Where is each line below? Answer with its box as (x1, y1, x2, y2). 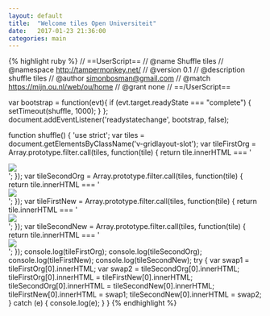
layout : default (8, 11, 63, 20)
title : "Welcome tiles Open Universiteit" (8, 19, 157, 27)
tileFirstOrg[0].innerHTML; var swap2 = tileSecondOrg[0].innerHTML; (8, 264, 240, 274)
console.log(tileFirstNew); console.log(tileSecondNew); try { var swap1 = (8, 256, 250, 265)
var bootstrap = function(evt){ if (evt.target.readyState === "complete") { (8, 98, 251, 107)
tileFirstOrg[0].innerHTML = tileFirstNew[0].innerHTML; (8, 272, 193, 282)
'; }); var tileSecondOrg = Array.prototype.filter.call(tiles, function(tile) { (8, 171, 243, 181)
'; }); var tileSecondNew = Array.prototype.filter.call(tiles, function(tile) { (8, 222, 246, 231)
